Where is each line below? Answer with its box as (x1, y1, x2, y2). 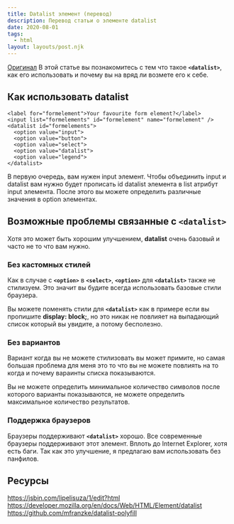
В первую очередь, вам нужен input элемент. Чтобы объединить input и (7, 172, 227, 181)
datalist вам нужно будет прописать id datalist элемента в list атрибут (7, 179, 218, 188)
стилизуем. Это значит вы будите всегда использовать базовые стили (7, 283, 222, 292)
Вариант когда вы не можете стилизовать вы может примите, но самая (7, 353, 225, 363)
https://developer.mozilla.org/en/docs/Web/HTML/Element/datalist (7, 501, 202, 510)
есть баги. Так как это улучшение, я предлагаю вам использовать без (7, 447, 221, 455)
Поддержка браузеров (7, 415, 91, 425)
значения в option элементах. (7, 195, 98, 203)
